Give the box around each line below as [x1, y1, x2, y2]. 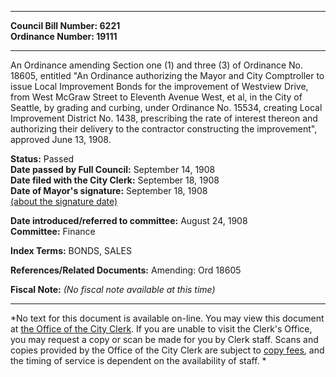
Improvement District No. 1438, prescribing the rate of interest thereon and [10, 112, 318, 124]
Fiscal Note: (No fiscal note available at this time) [10, 284, 216, 295]
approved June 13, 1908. [10, 134, 112, 145]
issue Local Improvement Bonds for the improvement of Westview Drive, [10, 81, 309, 92]
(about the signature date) [10, 196, 118, 207]
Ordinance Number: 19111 [10, 31, 118, 42]
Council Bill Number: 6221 [10, 20, 121, 31]
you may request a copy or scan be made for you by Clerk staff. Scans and [10, 334, 319, 345]
